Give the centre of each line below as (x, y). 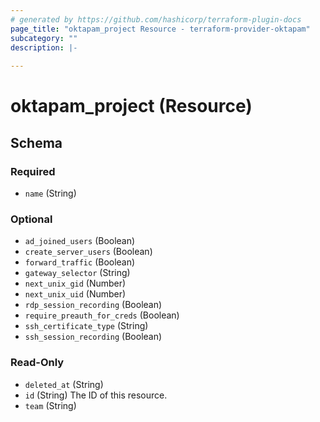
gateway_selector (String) (77, 273)
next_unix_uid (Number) (75, 294)
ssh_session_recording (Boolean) (93, 337)
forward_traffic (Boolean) (80, 262)
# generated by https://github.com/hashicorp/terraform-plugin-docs (156, 19)
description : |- (44, 47)
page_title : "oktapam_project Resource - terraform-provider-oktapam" (160, 29)
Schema (36, 142)
